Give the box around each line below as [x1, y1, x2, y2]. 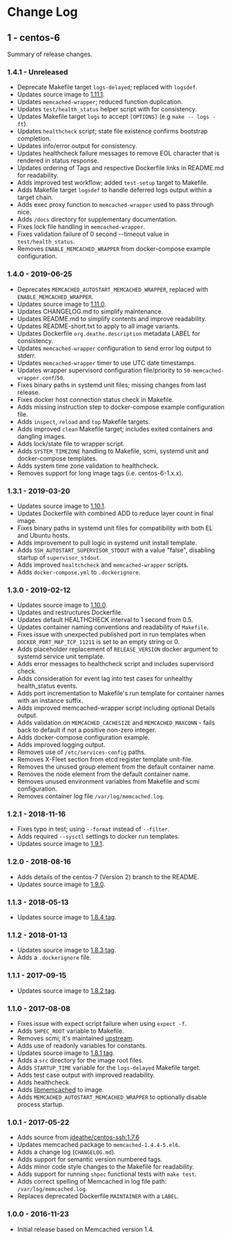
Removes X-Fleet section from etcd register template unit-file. [17, 755, 193, 764]
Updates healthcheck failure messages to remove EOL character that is [17, 149, 220, 158]
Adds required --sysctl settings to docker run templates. [17, 832, 180, 841]
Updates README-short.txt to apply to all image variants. [17, 322, 181, 330]
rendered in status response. [17, 156, 99, 165]
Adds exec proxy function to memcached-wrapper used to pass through [17, 201, 214, 209]
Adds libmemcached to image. [17, 1085, 105, 1094]
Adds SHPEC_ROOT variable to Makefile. [17, 1027, 124, 1035]
